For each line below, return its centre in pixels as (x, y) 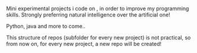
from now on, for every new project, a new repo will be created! (84, 44)
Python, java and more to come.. (46, 26)
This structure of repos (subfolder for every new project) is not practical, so (99, 37)
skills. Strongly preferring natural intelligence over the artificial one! (88, 15)
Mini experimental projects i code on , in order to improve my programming (98, 9)
